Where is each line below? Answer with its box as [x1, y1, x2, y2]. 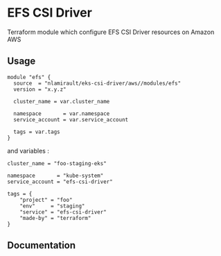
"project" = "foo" [19, 196, 73, 203]
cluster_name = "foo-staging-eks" [7, 160, 107, 167]
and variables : [7, 146, 50, 155]
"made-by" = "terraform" [19, 214, 91, 221]
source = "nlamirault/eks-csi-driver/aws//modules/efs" [13, 80, 182, 87]
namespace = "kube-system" [7, 172, 104, 179]
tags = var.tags [13, 128, 60, 135]
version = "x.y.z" [13, 85, 67, 93]
